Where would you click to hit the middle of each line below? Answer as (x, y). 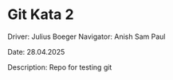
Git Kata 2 (41, 15)
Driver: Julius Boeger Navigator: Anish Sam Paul (86, 36)
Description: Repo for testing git (60, 67)
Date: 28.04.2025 (36, 51)
